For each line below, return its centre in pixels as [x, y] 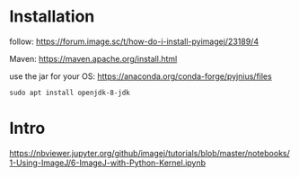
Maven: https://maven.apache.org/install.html [93, 58]
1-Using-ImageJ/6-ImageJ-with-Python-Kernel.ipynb [108, 163]
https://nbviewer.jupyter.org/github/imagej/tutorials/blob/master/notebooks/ [149, 153]
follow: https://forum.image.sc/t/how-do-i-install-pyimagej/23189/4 [134, 41]
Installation [52, 17]
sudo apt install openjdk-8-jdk [70, 93]
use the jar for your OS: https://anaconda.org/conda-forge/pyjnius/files [141, 76]
